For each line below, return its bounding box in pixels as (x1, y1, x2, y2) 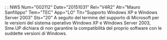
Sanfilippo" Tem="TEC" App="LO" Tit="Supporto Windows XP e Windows (4, 9, 158, 15)
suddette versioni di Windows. (4, 31, 67, 36)
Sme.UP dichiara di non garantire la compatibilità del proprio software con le (4, 25, 162, 31)
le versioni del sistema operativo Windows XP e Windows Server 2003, (4, 20, 151, 26)
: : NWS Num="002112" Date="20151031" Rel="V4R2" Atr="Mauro (4, 4, 140, 10)
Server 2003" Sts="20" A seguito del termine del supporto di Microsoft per (4, 15, 159, 20)
